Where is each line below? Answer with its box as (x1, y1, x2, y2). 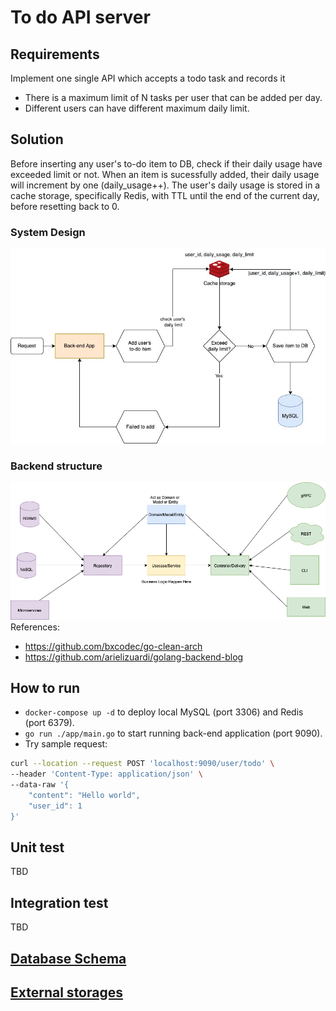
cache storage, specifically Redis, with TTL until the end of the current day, (10, 189, 320, 201)
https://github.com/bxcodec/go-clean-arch (24, 640, 203, 652)
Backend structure (10, 459, 103, 473)
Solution (10, 131, 64, 148)
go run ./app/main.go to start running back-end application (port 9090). (24, 727, 323, 740)
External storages (10, 984, 123, 1001)
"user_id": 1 (28, 801, 83, 811)
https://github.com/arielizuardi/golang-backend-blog (24, 651, 244, 663)
